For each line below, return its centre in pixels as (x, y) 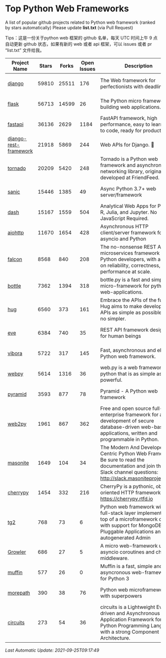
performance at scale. (126, 271)
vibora (15, 353)
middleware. (115, 558)
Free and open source (126, 408)
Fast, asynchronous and (128, 350)
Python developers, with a (130, 259)
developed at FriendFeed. (130, 177)
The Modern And (120, 447)
